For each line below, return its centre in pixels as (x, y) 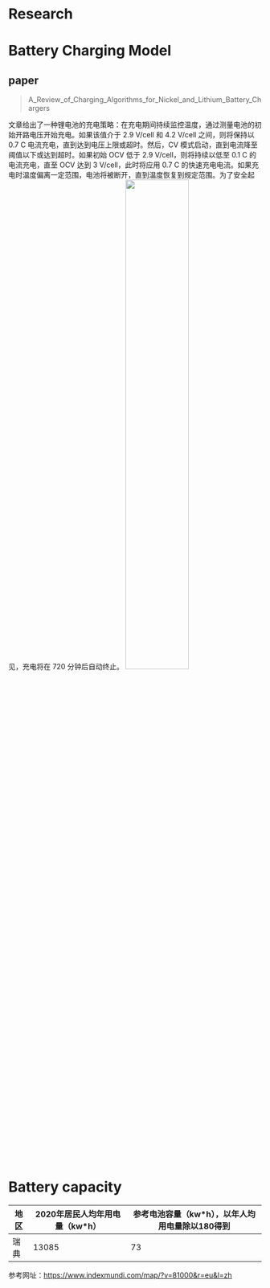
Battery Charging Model (90, 51)
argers (39, 108)
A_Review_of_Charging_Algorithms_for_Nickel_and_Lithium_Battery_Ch (145, 100)
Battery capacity (65, 1187)
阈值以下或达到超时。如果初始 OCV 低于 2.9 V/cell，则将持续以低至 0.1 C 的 (133, 155)
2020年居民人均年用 (74, 1214)
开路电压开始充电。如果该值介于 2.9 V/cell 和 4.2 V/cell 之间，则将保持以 (135, 135)
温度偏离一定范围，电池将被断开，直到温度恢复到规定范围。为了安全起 (138, 175)
